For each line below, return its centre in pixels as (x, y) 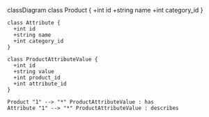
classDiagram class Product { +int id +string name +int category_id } (105, 10)
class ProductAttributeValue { (53, 59)
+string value (34, 72)
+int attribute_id (40, 84)
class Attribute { (34, 23)
